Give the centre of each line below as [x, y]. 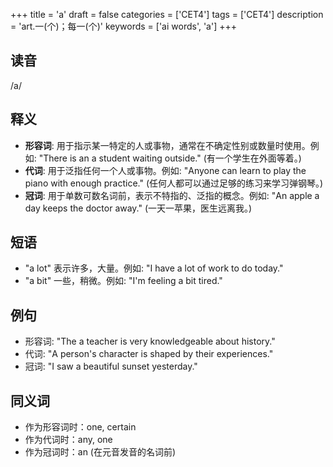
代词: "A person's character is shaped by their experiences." [149, 354]
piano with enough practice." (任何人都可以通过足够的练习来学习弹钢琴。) [174, 183]
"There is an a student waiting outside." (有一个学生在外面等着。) [170, 158]
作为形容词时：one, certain [80, 427]
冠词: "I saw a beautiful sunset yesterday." [111, 366]
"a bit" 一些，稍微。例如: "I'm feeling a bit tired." [123, 281]
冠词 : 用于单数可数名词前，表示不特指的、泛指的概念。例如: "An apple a [172, 195]
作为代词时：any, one [68, 440]
